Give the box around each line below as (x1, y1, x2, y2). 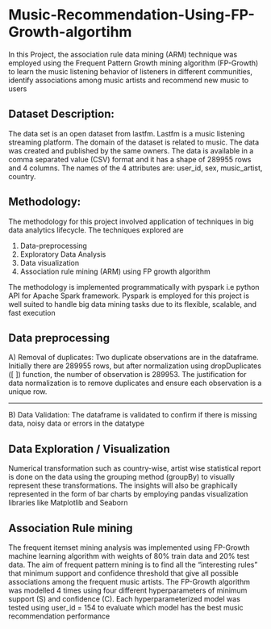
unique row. (8, 387, 48, 396)
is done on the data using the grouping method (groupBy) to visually (8, 472, 236, 482)
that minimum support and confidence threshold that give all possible (8, 568, 240, 578)
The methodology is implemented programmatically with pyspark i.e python (8, 282, 260, 291)
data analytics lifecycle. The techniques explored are (8, 224, 184, 235)
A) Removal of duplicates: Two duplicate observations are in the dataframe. (8, 353, 260, 363)
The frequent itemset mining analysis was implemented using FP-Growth (8, 543, 250, 552)
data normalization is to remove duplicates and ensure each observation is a (8, 378, 262, 388)
